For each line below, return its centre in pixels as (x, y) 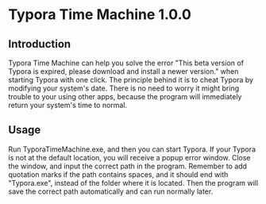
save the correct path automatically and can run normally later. (111, 191)
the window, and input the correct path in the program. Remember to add (128, 166)
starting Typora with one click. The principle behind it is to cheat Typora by (131, 80)
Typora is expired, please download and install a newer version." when (123, 71)
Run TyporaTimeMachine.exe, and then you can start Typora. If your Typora (132, 149)
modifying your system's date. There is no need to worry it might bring (124, 88)
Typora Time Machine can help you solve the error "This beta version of (126, 63)
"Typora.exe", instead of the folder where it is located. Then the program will (133, 183)
